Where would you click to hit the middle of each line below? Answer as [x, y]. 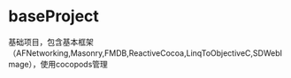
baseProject [54, 16]
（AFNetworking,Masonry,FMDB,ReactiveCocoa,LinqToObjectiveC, [131, 53]
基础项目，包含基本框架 [51, 42]
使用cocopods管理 [74, 64]
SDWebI [268, 53]
